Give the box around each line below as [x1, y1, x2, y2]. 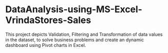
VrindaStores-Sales [5, 14, 91, 26]
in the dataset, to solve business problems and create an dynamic [5, 37, 144, 43]
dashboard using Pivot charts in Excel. [5, 42, 86, 48]
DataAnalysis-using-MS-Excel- [5, 4, 142, 15]
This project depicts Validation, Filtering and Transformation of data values [5, 31, 163, 37]
